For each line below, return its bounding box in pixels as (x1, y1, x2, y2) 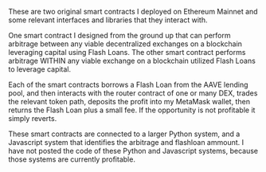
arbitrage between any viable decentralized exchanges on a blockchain (8, 39, 243, 49)
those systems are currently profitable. (8, 154, 135, 164)
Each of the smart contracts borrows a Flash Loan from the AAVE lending (8, 80, 248, 89)
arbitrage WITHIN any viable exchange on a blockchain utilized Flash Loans (8, 56, 256, 65)
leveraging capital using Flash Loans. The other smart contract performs (8, 48, 246, 57)
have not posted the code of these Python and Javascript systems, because (8, 147, 259, 155)
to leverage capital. (8, 64, 72, 74)
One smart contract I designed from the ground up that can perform (8, 31, 231, 40)
